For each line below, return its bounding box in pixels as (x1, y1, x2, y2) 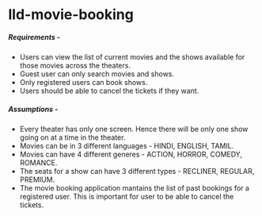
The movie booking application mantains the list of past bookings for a (19, 183, 249, 193)
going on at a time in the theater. (19, 133, 126, 142)
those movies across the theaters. (19, 61, 131, 71)
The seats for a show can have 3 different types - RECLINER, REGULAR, (19, 167, 255, 176)
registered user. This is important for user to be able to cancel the (19, 192, 234, 202)
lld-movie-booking (8, 6, 135, 24)
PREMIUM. (19, 175, 55, 184)
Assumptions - (8, 104, 59, 114)
